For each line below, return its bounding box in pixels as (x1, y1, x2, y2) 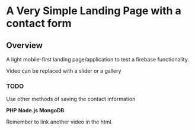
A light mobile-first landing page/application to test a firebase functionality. (6, 56, 190, 63)
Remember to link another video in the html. (6, 118, 113, 125)
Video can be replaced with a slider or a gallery (6, 67, 122, 74)
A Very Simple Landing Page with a (6, 4, 182, 18)
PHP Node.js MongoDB (6, 107, 65, 114)
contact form (6, 17, 72, 30)
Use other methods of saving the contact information (6, 96, 136, 103)
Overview (6, 40, 43, 50)
